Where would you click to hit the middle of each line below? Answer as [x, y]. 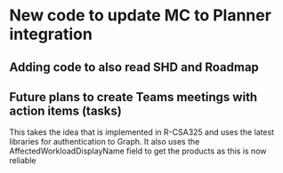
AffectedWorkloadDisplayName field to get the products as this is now [138, 151]
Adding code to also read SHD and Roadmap [134, 67]
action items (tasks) [65, 110]
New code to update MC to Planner [140, 16]
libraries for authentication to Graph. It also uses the [105, 142]
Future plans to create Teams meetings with [133, 97]
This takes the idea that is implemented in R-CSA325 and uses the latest [141, 132]
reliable [23, 161]
